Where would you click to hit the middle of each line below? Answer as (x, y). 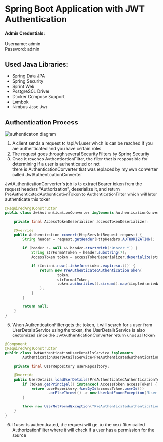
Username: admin (23, 44)
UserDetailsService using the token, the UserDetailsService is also (78, 330)
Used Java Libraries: (37, 64)
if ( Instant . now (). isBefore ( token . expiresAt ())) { (83, 266)
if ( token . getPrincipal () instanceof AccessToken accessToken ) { (90, 384)
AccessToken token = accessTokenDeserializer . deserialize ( (92, 257)
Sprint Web (23, 87)
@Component (16, 344)
